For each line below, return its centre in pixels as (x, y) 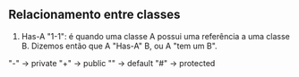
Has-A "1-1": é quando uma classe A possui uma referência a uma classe (155, 36)
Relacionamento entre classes (94, 15)
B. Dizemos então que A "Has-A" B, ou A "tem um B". (119, 46)
